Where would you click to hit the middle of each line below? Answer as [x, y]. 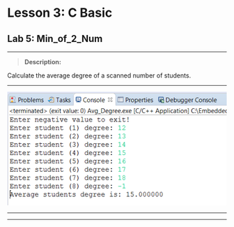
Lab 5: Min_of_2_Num [55, 39]
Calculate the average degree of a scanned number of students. [99, 75]
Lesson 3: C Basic [60, 13]
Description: [42, 62]
